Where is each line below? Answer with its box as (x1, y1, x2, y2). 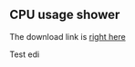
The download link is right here (9, 31, 126, 42)
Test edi (9, 49, 40, 60)
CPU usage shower (9, 7, 120, 23)
